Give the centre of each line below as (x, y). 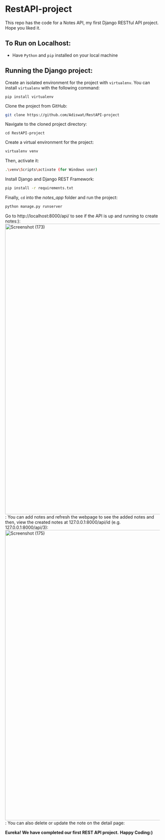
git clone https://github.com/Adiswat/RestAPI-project (62, 115)
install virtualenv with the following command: (52, 87)
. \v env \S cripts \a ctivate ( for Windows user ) (51, 170)
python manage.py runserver (34, 207)
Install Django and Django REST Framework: (50, 179)
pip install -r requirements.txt (39, 188)
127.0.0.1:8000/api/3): (27, 527)
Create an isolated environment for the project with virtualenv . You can (78, 83)
